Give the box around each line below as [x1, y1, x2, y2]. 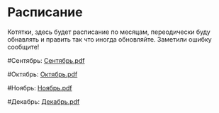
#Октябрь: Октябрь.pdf [7, 70, 78, 78]
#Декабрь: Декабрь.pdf [7, 97, 80, 106]
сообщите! [7, 42, 40, 51]
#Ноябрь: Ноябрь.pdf [7, 83, 72, 92]
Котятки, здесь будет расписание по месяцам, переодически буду [7, 28, 210, 36]
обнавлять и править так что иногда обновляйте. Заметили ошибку [7, 35, 212, 43]
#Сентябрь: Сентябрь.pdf [7, 56, 85, 64]
